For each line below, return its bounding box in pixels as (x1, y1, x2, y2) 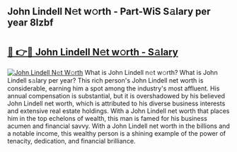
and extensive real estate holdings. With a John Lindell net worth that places (7, 107, 230, 115)
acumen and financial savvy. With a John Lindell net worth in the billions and (7, 122, 230, 130)
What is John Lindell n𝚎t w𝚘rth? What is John (84, 69, 218, 76)
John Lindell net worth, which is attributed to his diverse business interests (7, 99, 226, 107)
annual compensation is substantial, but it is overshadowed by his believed (7, 92, 225, 100)
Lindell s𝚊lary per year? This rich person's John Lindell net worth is (7, 76, 204, 84)
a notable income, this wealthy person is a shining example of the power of (7, 129, 226, 137)
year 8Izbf (7, 17, 54, 29)
